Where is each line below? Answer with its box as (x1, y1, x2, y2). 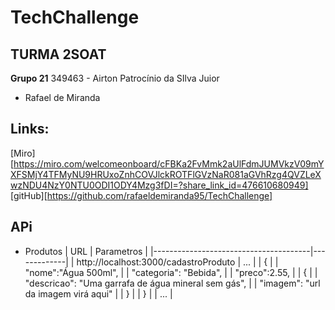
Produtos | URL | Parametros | (24, 245, 149, 257)
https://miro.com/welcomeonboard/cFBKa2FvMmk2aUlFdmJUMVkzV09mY (13, 157, 325, 170)
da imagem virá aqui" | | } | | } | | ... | (24, 287, 173, 300)
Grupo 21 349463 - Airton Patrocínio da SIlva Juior (10, 72, 220, 84)
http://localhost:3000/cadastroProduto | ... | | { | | (76, 256, 279, 268)
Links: (10, 121, 50, 138)
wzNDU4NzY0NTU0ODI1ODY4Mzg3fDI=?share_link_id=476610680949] (10, 179, 309, 191)
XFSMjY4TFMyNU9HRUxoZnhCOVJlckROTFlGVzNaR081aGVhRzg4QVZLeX (10, 168, 322, 180)
